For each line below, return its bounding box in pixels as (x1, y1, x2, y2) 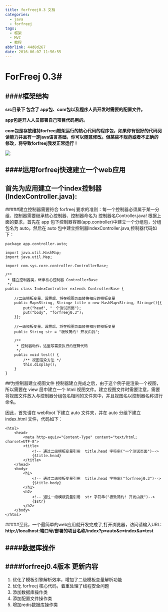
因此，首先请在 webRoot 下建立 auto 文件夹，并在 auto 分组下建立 (5, 410, 141, 416)
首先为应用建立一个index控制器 (5, 184, 102, 193)
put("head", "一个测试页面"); (23, 305, 81, 311)
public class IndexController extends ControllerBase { (5, 286, 124, 291)
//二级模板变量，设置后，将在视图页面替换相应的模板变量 (14, 296, 116, 301)
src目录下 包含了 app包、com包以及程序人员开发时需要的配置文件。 (5, 106, 145, 112)
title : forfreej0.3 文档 (5, 7, 55, 13)
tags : (5, 26, 16, 31)
